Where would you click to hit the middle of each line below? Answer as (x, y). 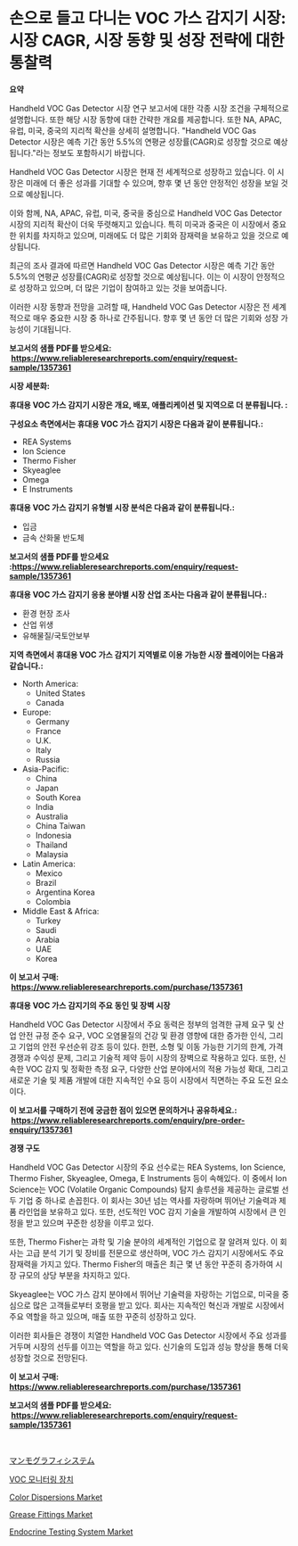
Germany (52, 721)
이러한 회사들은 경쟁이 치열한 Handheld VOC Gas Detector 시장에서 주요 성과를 (148, 1335)
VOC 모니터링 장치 (41, 1479)
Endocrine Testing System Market (71, 1532)
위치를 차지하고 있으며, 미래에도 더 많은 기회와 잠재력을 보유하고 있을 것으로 (149, 235)
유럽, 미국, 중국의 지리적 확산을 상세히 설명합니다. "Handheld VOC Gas (133, 130)
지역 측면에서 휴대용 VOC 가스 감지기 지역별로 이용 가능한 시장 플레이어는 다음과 (146, 654)
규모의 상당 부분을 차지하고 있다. (74, 1275)
